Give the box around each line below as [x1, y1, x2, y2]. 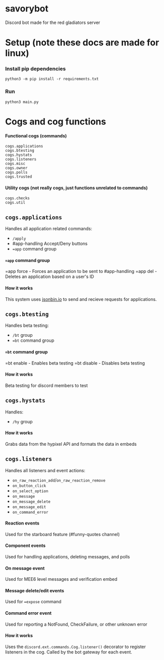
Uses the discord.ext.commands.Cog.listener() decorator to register [5, 644, 146, 650]
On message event [5, 565, 45, 571]
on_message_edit [12, 504, 46, 510]
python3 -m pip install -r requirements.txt [5, 77, 99, 82]
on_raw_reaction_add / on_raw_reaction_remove [12, 477, 106, 483]
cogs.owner [5, 165, 28, 171]
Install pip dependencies [5, 65, 66, 72]
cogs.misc [5, 161, 26, 166]
